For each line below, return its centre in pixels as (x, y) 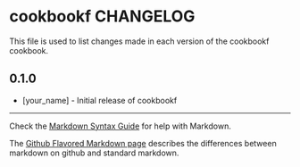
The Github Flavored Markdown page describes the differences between (143, 143)
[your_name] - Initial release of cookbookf (100, 100)
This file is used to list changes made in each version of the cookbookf (139, 41)
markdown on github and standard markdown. (94, 153)
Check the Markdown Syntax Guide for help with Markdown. (121, 126)
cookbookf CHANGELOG (102, 17)
